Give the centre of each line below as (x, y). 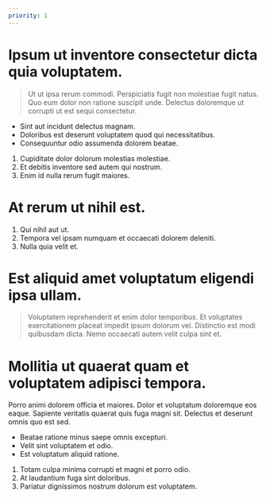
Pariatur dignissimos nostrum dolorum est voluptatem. (108, 486)
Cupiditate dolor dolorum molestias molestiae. (95, 158)
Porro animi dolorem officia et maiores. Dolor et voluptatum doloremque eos (133, 405)
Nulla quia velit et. (49, 246)
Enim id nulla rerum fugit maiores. (75, 175)
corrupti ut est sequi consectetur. (82, 110)
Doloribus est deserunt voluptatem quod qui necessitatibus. (118, 134)
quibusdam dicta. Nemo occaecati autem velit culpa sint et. (125, 334)
